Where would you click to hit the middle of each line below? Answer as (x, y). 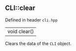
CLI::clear (20, 8)
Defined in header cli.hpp (31, 20)
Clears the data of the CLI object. (38, 43)
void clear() (21, 31)
